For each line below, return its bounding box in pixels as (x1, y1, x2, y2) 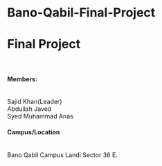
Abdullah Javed (7, 105, 52, 113)
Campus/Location (7, 127, 60, 136)
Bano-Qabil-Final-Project (7, 5, 156, 21)
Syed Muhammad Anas (7, 112, 74, 121)
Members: (7, 74, 38, 83)
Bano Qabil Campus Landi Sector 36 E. (7, 150, 118, 159)
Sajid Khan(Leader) (7, 98, 62, 106)
